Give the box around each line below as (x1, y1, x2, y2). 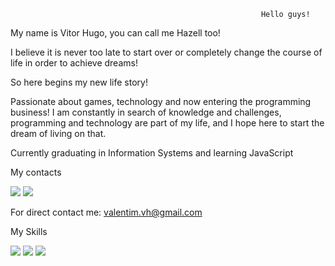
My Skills (10, 226, 48, 237)
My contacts (10, 166, 62, 178)
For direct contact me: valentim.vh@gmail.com (10, 206, 203, 218)
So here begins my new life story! (10, 76, 148, 88)
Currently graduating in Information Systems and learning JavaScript (10, 147, 294, 159)
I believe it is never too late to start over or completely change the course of (10, 46, 323, 58)
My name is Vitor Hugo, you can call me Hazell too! (10, 27, 221, 39)
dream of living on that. (10, 128, 107, 139)
